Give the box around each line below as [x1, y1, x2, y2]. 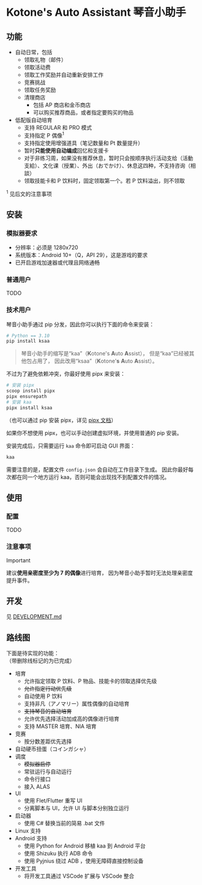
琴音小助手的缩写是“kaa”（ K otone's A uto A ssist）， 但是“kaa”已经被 [21, 350, 189, 357]
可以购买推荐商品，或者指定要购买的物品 [33, 109, 134, 116]
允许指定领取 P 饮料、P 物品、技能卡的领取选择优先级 [24, 677, 157, 685]
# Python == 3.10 [6, 332, 50, 338]
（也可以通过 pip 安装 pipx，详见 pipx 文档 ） [6, 416, 116, 423]
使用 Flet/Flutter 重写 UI [24, 797, 83, 804]
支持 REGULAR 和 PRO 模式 [24, 124, 92, 131]
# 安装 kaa [6, 399, 32, 405]
